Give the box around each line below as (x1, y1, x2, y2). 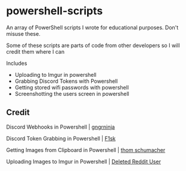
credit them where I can (6, 48, 64, 55)
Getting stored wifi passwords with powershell (14, 83, 129, 91)
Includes (6, 60, 27, 67)
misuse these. (6, 30, 41, 37)
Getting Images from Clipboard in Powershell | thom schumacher (6, 146, 166, 153)
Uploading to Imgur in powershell (14, 71, 97, 78)
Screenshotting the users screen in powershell (14, 90, 129, 97)
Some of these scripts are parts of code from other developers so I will (6, 42, 180, 49)
